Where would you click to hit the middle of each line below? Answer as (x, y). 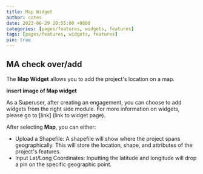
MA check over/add (44, 64)
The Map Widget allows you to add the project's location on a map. (90, 79)
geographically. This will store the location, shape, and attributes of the (104, 145)
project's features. (38, 151)
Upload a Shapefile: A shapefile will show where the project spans (98, 138)
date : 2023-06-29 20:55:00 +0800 (48, 23)
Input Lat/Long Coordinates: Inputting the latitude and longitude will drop (106, 158)
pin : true (19, 40)
